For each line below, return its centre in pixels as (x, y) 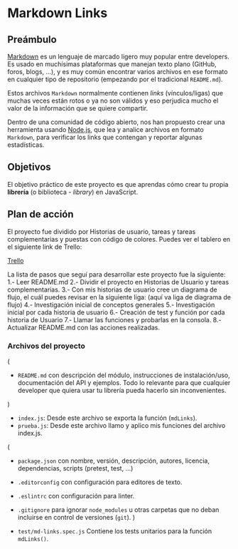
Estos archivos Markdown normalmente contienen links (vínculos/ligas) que (115, 93)
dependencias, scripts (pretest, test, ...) (75, 468)
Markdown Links (58, 13)
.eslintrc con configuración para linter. (76, 496)
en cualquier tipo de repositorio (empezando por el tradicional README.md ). (115, 79)
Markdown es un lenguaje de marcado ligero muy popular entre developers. (118, 56)
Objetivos (29, 167)
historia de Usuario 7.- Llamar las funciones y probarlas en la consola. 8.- (114, 319)
